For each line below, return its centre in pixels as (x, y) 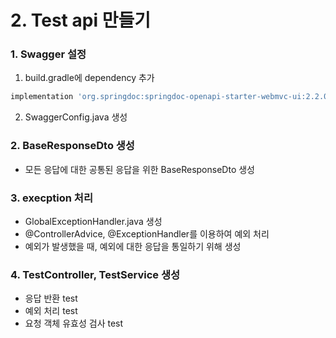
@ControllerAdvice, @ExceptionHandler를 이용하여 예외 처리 (147, 233)
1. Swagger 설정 (48, 54)
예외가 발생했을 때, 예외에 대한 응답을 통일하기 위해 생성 (133, 246)
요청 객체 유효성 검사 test (74, 323)
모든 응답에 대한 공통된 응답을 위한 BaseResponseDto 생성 (139, 169)
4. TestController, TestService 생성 (95, 274)
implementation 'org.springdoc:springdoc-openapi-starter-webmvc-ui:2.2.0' (171, 97)
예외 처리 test (51, 311)
